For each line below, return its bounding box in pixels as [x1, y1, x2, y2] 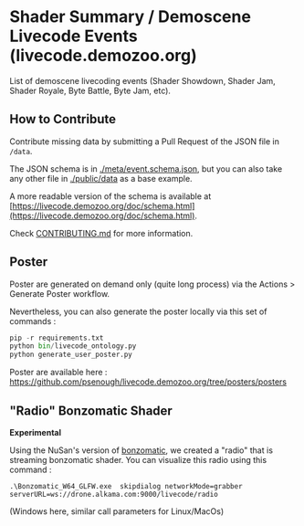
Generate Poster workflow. [9, 288, 110, 299]
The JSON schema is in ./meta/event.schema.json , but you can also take [9, 163, 283, 174]
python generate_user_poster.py [9, 350, 132, 360]
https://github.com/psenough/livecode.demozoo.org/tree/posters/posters [9, 376, 288, 387]
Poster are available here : [9, 367, 108, 378]
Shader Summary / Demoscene [9, 6, 251, 27]
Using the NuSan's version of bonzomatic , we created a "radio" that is [9, 445, 274, 456]
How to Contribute [9, 111, 117, 127]
